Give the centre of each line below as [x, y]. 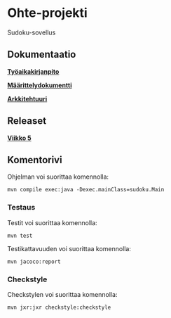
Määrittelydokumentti [40, 85]
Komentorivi [35, 160]
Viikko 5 [19, 138]
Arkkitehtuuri [27, 98]
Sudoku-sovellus [32, 32]
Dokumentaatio [42, 55]
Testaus [21, 208]
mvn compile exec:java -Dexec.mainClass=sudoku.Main [86, 190]
